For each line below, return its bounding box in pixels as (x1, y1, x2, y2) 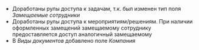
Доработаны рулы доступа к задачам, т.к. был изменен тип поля (12, 5, 181, 12)
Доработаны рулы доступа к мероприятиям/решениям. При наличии (12, 18, 193, 25)
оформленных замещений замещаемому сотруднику (12, 24, 152, 31)
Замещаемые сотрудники (12, 11, 80, 19)
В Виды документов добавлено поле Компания (12, 37, 136, 44)
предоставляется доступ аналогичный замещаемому (12, 31, 152, 38)
